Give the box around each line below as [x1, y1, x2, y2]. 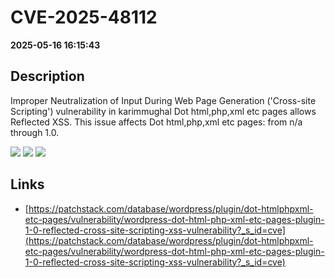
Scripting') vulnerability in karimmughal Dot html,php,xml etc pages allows [10, 105, 317, 117]
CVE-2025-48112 [10, 6, 158, 29]
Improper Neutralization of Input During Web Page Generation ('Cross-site [10, 94, 317, 106]
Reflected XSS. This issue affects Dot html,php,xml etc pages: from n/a [10, 116, 303, 128]
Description [10, 68, 85, 85]
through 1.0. [10, 126, 60, 138]
